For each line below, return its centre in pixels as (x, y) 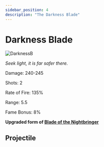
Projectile (21, 138)
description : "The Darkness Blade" (43, 15)
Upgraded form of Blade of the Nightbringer (52, 122)
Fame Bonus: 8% (23, 112)
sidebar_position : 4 (27, 10)
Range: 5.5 (16, 103)
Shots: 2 (14, 83)
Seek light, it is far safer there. (37, 63)
